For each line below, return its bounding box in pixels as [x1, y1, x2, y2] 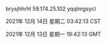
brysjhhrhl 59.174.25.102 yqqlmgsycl [5, 5, 96, 12]
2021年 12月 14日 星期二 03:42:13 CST [5, 18, 101, 25]
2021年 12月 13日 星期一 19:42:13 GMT [5, 30, 102, 38]
